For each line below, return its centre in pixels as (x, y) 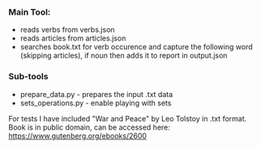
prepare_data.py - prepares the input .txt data (96, 94)
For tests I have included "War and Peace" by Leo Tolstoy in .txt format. (128, 118)
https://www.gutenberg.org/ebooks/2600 (78, 135)
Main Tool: (30, 12)
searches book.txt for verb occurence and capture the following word (136, 47)
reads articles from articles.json (73, 38)
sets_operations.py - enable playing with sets (96, 103)
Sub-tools (28, 77)
